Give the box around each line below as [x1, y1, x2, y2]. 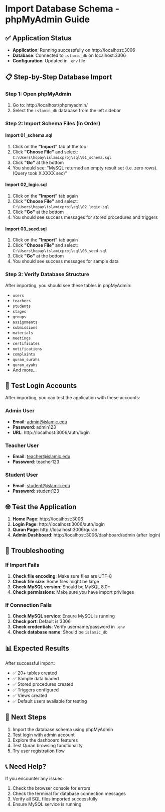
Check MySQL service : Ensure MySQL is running [12, 613, 115, 619]
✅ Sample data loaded [12, 675, 59, 681]
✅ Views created [12, 692, 48, 698]
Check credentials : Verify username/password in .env [12, 624, 125, 630]
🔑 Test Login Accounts [5, 381, 77, 390]
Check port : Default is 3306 [12, 618, 71, 624]
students [12, 304, 31, 309]
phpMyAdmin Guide [5, 14, 90, 25]
